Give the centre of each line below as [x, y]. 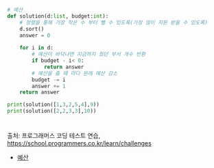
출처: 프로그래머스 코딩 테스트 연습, [54, 136]
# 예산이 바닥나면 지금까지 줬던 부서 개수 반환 [89, 55]
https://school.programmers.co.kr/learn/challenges [80, 143]
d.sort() [32, 29]
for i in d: [36, 48]
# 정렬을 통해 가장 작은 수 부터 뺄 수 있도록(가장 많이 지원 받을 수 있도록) [114, 23]
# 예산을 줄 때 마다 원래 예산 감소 [75, 73]
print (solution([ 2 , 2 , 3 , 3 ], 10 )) [52, 111]
